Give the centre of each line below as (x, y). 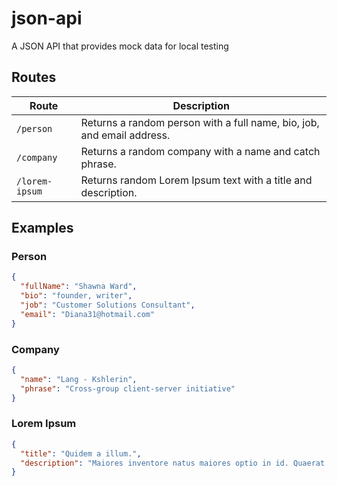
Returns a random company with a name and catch (200, 151)
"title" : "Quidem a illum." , (81, 453)
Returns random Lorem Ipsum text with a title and (196, 180)
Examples (42, 228)
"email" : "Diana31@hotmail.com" (88, 314)
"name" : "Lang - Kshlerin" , (79, 379)
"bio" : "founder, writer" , (76, 296)
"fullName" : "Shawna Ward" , (79, 287)
